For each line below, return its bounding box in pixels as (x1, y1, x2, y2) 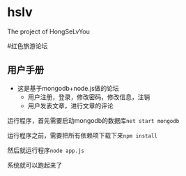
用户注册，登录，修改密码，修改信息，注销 (27, 92, 150, 101)
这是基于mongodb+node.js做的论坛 (17, 84, 120, 92)
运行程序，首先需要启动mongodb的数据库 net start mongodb (7, 116, 180, 124)
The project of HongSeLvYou (7, 27, 91, 36)
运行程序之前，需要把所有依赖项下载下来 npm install (7, 131, 158, 140)
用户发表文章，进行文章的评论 (27, 101, 114, 110)
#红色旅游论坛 (7, 41, 48, 50)
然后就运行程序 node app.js (7, 146, 85, 154)
